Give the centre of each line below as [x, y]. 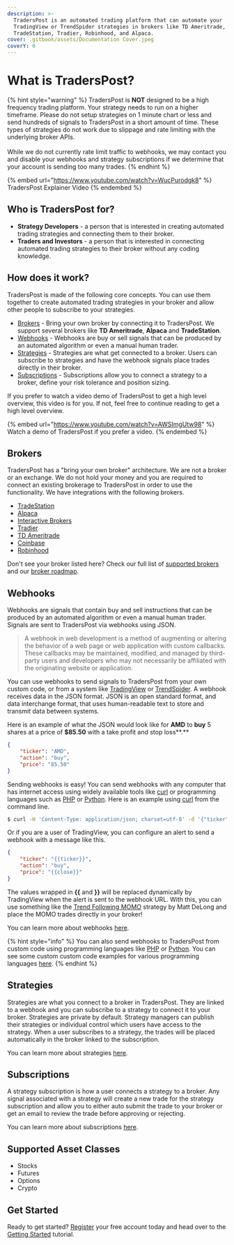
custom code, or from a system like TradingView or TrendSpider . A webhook [117, 689]
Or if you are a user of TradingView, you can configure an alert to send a [111, 832]
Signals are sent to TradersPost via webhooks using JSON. [92, 625]
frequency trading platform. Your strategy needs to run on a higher [103, 107]
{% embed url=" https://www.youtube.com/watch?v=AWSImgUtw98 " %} [111, 424]
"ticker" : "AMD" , [45, 752]
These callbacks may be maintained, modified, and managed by [116, 654]
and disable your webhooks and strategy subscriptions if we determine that [116, 159]
